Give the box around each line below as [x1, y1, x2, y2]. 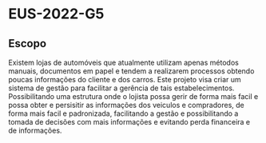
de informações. [8, 125, 62, 135]
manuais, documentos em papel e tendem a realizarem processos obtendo [8, 66, 255, 76]
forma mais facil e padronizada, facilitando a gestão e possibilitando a [8, 109, 239, 118]
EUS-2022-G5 [8, 5, 105, 23]
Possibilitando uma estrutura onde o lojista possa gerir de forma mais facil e [8, 92, 259, 101]
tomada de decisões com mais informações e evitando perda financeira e [8, 117, 250, 126]
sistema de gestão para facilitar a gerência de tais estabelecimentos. [8, 83, 235, 93]
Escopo [8, 37, 46, 50]
